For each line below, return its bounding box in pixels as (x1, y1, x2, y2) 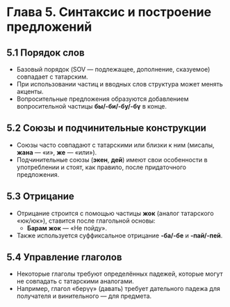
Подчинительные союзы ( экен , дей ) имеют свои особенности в (16, 155, 208, 164)
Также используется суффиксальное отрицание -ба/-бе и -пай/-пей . (16, 231, 223, 239)
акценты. (16, 88, 44, 95)
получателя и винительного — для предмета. (16, 292, 152, 300)
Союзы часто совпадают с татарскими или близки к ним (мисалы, (16, 141, 215, 149)
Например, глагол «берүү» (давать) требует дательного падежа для (16, 285, 220, 293)
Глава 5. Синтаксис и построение (6, 4, 212, 20)
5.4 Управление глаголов (6, 251, 122, 263)
